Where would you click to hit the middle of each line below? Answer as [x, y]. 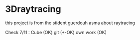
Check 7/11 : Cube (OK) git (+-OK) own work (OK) [56, 32]
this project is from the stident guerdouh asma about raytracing [70, 23]
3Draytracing [33, 9]
